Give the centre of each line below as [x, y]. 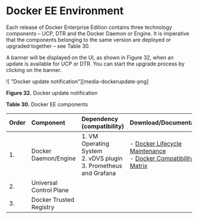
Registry [43, 207]
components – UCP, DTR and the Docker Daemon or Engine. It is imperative [98, 33]
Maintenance [148, 151]
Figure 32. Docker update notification [52, 93]
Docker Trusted [53, 200]
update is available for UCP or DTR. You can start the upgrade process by [95, 64]
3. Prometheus [102, 165]
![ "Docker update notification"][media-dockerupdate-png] [77, 81]
